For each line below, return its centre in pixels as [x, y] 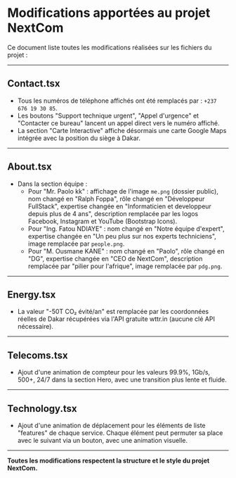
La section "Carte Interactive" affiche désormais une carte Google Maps [122, 130]
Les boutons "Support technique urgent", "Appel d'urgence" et [108, 115]
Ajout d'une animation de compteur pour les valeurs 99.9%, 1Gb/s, [114, 372]
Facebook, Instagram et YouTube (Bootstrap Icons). [103, 221]
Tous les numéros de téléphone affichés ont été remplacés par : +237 [117, 101]
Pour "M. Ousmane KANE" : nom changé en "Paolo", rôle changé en [126, 251]
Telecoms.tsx [38, 355]
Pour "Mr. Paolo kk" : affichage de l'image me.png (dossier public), [123, 191]
